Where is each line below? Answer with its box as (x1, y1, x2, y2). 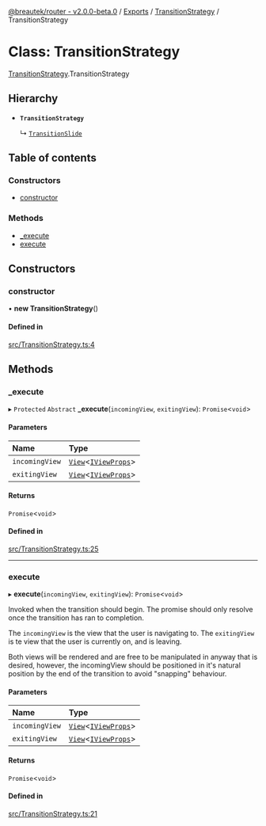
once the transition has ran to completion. (8, 613, 145, 622)
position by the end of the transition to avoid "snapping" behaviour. (8, 669, 227, 679)
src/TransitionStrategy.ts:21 (8, 809, 97, 818)
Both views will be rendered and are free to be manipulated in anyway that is (8, 653, 258, 662)
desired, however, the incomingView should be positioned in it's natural (8, 660, 241, 670)
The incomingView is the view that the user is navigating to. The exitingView (8, 629, 255, 638)
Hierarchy (8, 92, 59, 105)
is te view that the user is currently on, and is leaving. (8, 637, 182, 646)
